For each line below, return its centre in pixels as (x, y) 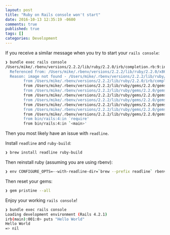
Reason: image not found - (38, 76)
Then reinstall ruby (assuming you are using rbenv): (59, 162)
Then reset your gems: (29, 181)
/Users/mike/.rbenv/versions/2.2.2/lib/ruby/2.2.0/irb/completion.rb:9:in (86, 67)
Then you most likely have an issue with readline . (57, 133)
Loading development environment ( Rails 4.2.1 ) (56, 214)
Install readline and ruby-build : (38, 143)
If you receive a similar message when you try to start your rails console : (82, 53)
